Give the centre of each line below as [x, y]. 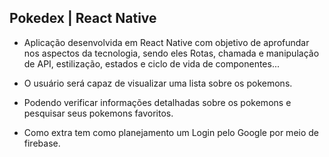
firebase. [42, 143]
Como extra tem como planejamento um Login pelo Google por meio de [171, 132]
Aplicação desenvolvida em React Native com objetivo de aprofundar [166, 42]
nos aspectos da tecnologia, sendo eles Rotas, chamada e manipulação [171, 53]
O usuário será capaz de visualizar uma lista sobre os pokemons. [158, 83]
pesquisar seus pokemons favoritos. [98, 113]
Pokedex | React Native [83, 18]
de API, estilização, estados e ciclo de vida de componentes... [152, 63]
